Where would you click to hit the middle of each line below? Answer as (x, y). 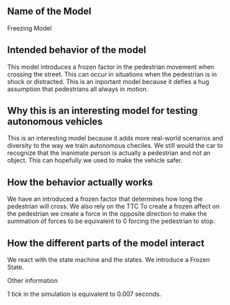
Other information (33, 281)
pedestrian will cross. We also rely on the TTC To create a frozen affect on (114, 206)
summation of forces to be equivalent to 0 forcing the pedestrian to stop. (111, 221)
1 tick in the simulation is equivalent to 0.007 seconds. (84, 294)
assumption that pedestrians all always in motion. (78, 89)
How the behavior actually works (80, 182)
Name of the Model (49, 11)
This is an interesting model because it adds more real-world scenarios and (115, 138)
